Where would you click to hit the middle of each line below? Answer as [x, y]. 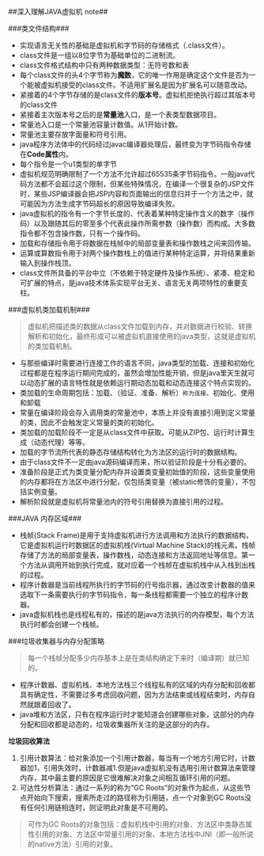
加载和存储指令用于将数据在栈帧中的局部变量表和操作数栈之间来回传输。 [137, 243]
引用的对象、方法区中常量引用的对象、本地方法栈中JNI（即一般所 [141, 834]
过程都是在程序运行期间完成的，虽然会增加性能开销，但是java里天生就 [134, 373]
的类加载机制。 [52, 346]
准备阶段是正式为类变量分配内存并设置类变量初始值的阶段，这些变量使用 [137, 472]
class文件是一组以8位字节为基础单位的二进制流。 [100, 55]
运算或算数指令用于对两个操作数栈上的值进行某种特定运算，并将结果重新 [137, 253]
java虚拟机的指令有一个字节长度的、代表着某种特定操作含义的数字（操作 [137, 213]
